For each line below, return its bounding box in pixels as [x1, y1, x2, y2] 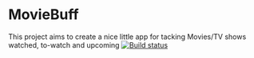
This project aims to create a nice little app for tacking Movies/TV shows [8, 32, 247, 41]
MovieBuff [8, 6, 79, 24]
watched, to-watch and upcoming [8, 40, 120, 49]
